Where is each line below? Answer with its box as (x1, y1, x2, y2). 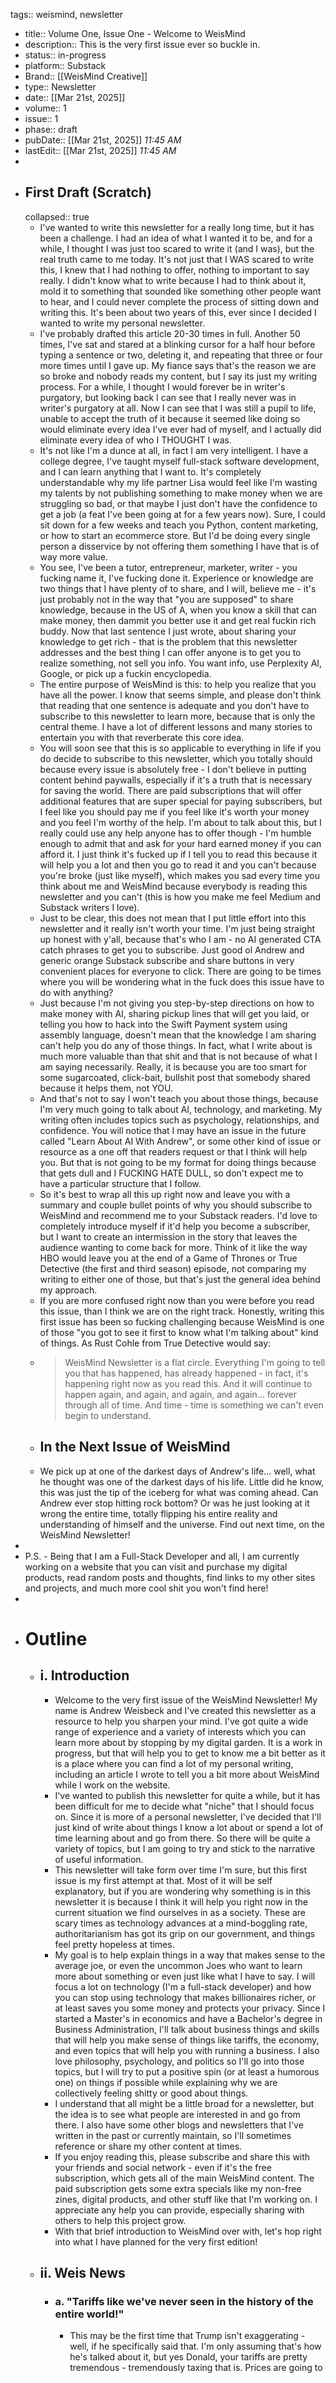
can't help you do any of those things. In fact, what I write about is (39, 1039, 313, 1051)
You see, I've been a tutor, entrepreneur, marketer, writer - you (39, 561, 298, 573)
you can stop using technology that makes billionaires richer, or (54, 1991, 317, 2003)
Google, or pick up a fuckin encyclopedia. (39, 667, 212, 679)
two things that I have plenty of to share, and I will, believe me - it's (39, 582, 317, 594)
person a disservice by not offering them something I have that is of (39, 540, 320, 552)
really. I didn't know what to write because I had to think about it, (39, 274, 307, 286)
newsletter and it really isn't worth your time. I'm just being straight (39, 922, 316, 934)
